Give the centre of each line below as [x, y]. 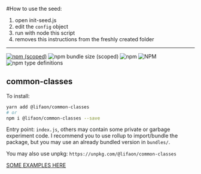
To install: [18, 96]
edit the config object [42, 27]
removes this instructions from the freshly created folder [84, 39]
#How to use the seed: [34, 9]
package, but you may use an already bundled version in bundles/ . [88, 142]
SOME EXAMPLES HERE [36, 165]
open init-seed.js [36, 20]
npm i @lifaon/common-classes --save [53, 118]
